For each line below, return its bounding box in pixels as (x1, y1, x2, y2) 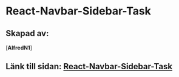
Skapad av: (5, 28, 49, 38)
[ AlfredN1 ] (5, 44, 33, 51)
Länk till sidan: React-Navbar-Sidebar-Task (5, 61, 173, 72)
